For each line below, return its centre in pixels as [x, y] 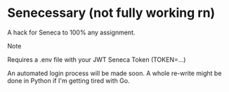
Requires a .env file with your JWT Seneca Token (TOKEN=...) [97, 59]
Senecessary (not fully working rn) [111, 13]
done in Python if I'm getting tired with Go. [68, 80]
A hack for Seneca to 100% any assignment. [71, 32]
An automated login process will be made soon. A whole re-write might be [115, 73]
